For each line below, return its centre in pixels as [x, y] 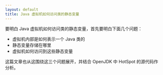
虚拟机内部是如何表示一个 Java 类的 [49, 39]
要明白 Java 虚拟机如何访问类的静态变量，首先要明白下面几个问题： [74, 28]
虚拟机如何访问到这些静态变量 [42, 51]
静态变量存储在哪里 [32, 45]
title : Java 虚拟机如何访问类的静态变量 [42, 14]
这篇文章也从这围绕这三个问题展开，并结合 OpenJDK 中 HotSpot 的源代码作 [82, 61]
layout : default [22, 9]
